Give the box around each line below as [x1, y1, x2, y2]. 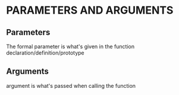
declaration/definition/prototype [6, 49, 84, 56]
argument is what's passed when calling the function [6, 82, 136, 89]
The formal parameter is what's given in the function [6, 43, 135, 50]
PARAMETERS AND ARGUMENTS [6, 4, 174, 17]
